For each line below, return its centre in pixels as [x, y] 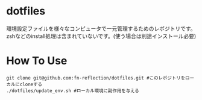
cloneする [31, 84]
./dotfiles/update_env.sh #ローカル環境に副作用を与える [73, 91]
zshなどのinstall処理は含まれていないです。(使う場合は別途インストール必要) [101, 36]
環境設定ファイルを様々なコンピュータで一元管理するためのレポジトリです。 [101, 28]
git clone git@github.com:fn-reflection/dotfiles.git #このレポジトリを [96, 78]
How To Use [37, 61]
